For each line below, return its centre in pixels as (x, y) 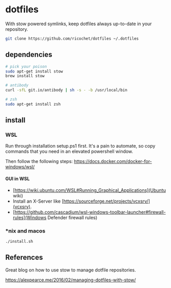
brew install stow (25, 76)
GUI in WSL (17, 179)
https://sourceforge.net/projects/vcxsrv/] (107, 201)
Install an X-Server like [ (38, 201)
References (24, 257)
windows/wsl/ (20, 167)
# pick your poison (26, 66)
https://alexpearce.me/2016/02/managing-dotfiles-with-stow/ (71, 280)
